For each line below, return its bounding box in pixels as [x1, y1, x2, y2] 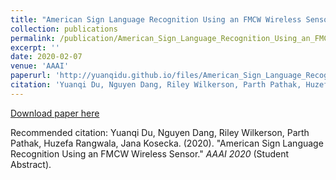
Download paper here [10, 107, 100, 119]
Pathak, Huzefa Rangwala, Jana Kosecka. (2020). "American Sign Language [10, 137, 324, 149]
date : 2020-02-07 [10, 52, 83, 62]
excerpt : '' [10, 42, 60, 53]
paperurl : [10, 71, 52, 81]
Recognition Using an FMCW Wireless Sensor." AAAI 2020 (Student [10, 147, 290, 160]
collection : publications [10, 24, 118, 34]
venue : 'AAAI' [10, 61, 70, 71]
